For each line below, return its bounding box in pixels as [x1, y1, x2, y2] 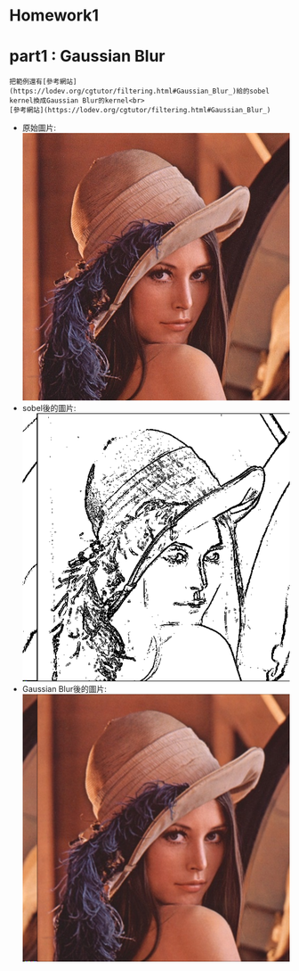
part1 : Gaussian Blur [9, 46, 166, 67]
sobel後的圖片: [21, 403, 77, 414]
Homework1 [9, 5, 100, 26]
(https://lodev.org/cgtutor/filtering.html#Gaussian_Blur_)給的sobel [9, 86, 270, 96]
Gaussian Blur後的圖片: [21, 683, 107, 694]
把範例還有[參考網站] [9, 78, 77, 86]
